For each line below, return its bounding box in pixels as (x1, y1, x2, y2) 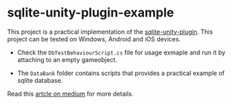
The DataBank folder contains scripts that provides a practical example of (17, 69, 225, 77)
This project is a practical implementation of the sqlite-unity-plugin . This (7, 28, 213, 36)
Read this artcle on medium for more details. (7, 90, 134, 98)
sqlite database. (17, 76, 64, 84)
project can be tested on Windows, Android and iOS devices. (7, 34, 181, 43)
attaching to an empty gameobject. (17, 55, 118, 63)
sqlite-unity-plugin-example (7, 5, 175, 21)
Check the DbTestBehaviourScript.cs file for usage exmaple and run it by (17, 48, 226, 56)
